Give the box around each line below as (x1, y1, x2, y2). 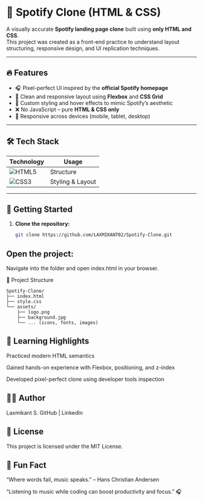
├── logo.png (17, 309, 50, 316)
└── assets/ (6, 304, 36, 310)
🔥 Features (6, 68, 48, 78)
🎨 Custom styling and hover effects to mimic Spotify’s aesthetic (14, 99, 173, 106)
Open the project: (6, 249, 74, 259)
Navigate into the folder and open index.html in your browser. (6, 265, 159, 272)
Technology (9, 157, 44, 165)
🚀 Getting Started (6, 204, 73, 214)
